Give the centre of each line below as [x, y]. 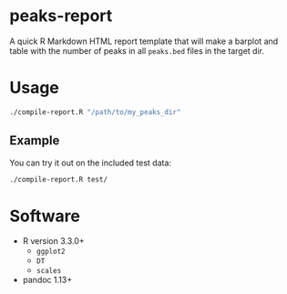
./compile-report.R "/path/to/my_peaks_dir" [95, 112]
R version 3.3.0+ [53, 241]
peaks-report [61, 16]
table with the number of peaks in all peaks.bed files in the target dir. [137, 50]
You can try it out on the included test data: [90, 163]
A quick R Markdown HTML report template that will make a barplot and [144, 41]
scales [49, 271]
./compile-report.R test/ [58, 179]
